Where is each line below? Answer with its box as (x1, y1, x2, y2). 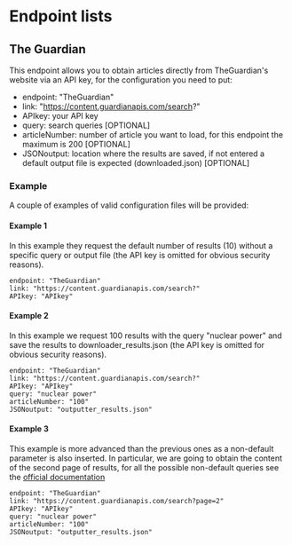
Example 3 (9, 423, 49, 434)
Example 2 (9, 311, 49, 321)
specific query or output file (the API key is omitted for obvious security (9, 249, 271, 260)
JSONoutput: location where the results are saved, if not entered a (21, 148, 264, 159)
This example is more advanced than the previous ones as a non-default (9, 443, 274, 454)
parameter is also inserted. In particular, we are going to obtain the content (9, 453, 282, 463)
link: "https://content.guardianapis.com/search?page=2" (9, 496, 225, 505)
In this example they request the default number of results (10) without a (9, 240, 273, 250)
